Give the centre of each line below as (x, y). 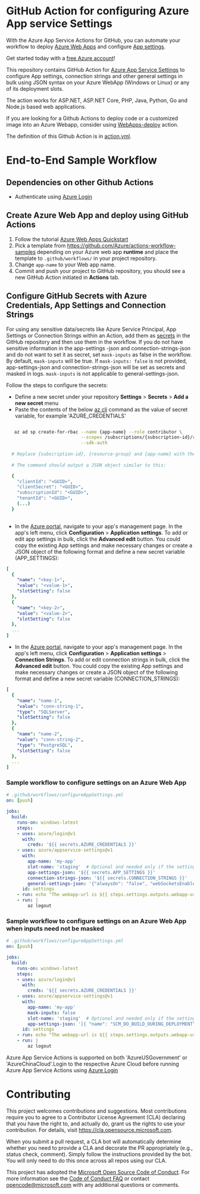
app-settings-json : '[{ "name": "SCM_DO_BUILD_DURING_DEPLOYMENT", (113, 1024)
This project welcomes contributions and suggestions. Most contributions (96, 1111)
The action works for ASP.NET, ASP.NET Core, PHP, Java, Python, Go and (97, 100)
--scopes (91, 437)
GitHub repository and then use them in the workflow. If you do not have (95, 342)
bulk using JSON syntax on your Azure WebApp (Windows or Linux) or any (98, 82)
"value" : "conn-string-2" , (50, 739)
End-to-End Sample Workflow (82, 160)
